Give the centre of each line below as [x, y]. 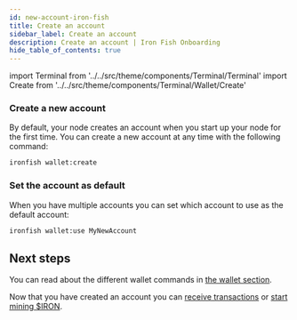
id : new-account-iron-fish [59, 17]
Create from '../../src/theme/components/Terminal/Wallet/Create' [128, 85]
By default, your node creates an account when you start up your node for [145, 128]
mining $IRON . [36, 307]
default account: [39, 214]
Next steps [40, 258]
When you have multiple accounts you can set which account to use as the [146, 204]
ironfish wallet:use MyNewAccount [73, 231]
